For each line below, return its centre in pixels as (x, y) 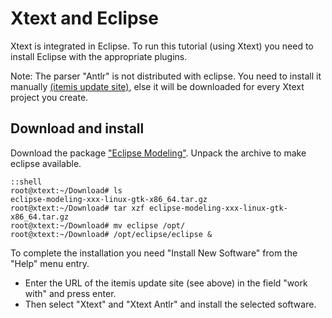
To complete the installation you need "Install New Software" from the (154, 253)
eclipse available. (46, 163)
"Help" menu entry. (50, 263)
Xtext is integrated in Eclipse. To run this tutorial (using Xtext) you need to (162, 46)
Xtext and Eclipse (84, 18)
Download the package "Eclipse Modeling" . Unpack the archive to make (158, 153)
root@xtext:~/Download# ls (66, 190)
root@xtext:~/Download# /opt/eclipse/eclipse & (111, 234)
